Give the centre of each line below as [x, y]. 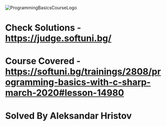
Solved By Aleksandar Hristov [68, 116]
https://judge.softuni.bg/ [58, 39]
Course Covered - [43, 61]
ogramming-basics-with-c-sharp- [78, 82]
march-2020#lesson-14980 [64, 93]
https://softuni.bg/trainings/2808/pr [83, 72]
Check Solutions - [43, 28]
